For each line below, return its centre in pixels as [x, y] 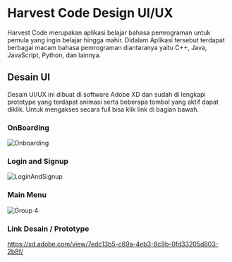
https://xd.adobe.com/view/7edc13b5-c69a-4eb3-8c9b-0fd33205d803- [113, 244]
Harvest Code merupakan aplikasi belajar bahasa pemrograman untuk [109, 32]
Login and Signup [38, 161]
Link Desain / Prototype [48, 229]
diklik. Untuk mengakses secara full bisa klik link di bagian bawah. [103, 109]
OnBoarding [28, 127]
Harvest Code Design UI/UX [90, 13]
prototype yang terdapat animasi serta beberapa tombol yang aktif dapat [113, 102]
